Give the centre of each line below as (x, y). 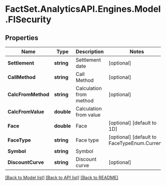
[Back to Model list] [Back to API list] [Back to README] (62, 178)
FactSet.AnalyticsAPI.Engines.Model (83, 9)
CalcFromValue (26, 112)
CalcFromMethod (28, 94)
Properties (22, 38)
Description (90, 52)
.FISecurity (28, 19)
